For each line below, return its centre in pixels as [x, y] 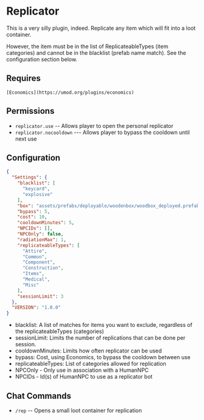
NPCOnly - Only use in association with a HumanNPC [82, 370]
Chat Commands [39, 396]
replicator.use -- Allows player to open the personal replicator [94, 125]
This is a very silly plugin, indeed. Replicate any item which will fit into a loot [101, 28]
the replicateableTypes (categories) [59, 331]
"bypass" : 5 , [34, 211]
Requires [24, 78]
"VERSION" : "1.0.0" [36, 308]
